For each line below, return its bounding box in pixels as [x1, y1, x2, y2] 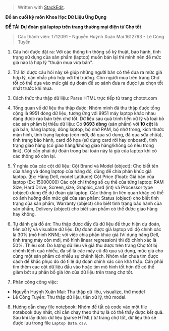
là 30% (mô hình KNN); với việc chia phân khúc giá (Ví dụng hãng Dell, [12, 232, 160, 238]
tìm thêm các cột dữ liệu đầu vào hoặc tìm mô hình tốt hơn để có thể [12, 264, 155, 269]
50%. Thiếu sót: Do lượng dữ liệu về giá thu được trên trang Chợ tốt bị [12, 242, 157, 248]
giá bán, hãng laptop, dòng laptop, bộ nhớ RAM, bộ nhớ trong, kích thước [12, 126, 164, 132]
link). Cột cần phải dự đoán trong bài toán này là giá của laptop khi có [12, 148, 157, 153]
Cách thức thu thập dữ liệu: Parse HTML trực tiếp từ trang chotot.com [12, 95, 157, 101]
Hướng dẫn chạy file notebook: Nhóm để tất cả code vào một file [12, 304, 147, 310]
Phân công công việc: [12, 279, 58, 285]
